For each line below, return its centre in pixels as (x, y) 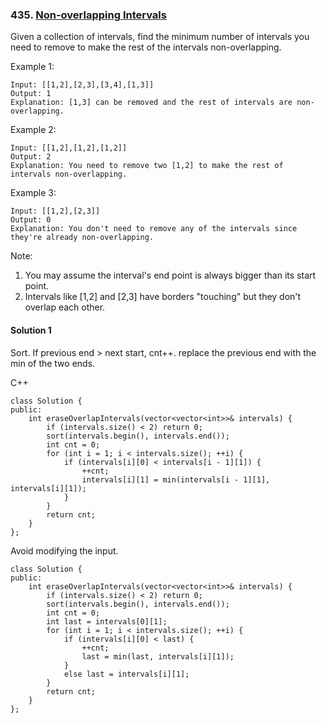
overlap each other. (65, 307)
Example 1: (32, 67)
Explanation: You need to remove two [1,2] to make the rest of (147, 166)
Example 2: (33, 130)
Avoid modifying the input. (64, 550)
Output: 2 (31, 157)
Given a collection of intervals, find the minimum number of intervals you (160, 37)
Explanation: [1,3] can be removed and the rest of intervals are (151, 103)
